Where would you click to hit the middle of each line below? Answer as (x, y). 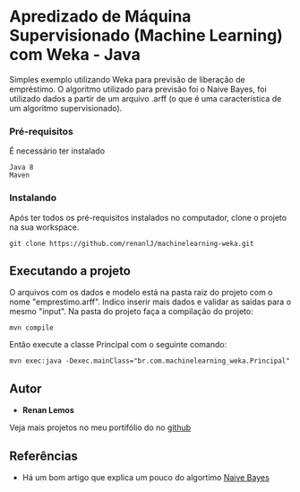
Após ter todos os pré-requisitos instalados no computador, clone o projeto (148, 217)
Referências (44, 456)
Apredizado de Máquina (100, 17)
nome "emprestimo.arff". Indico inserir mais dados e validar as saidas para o (150, 302)
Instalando (33, 198)
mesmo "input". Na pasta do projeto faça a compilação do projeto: (131, 312)
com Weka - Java (75, 55)
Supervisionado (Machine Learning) (146, 35)
